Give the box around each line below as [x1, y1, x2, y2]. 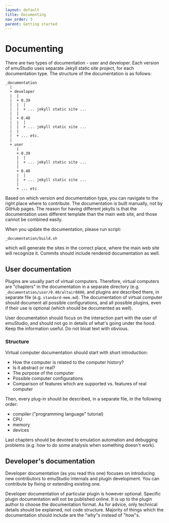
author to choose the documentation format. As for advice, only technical [5, 501, 158, 507]
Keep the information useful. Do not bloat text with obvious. [5, 326, 129, 331]
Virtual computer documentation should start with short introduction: [5, 350, 148, 356]
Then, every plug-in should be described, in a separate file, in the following [5, 396, 161, 402]
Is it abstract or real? [12, 365, 55, 371]
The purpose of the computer [12, 370, 74, 376]
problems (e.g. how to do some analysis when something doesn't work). [5, 442, 155, 448]
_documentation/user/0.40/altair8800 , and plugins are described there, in [5, 289, 160, 295]
